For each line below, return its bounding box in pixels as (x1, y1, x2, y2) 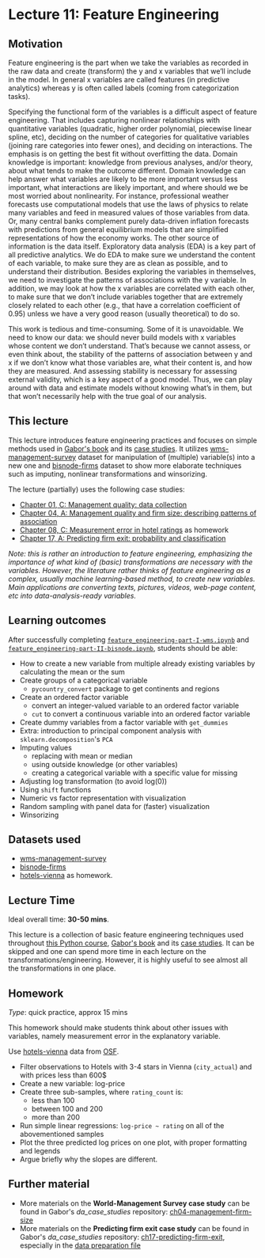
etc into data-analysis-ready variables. (8, 591, 137, 600)
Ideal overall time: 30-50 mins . (8, 914, 109, 924)
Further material (8, 1177, 90, 1191)
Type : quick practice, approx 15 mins (8, 1008, 128, 1017)
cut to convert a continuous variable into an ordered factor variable (31, 709, 251, 718)
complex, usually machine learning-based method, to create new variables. (8, 574, 256, 583)
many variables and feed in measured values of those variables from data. (8, 208, 251, 217)
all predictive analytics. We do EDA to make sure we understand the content (8, 250, 256, 259)
